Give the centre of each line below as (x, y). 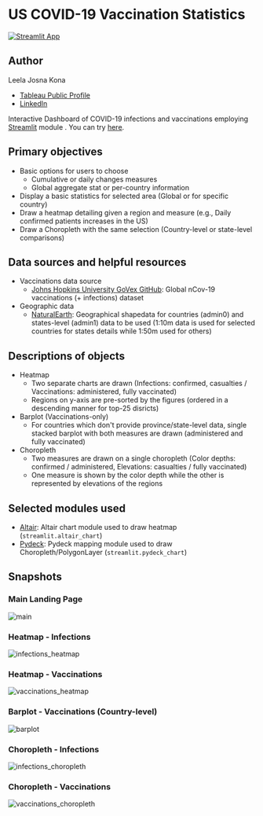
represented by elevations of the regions (97, 483)
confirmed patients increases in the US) (84, 221)
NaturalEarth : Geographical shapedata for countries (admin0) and (137, 314)
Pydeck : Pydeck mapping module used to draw (96, 544)
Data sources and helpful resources (97, 262)
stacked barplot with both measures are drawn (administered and (137, 433)
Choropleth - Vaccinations (60, 786)
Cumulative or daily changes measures (94, 179)
